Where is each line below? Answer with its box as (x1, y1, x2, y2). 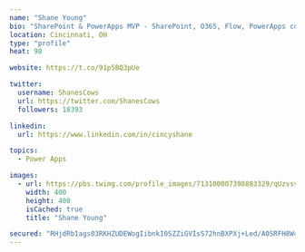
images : (9, 171, 39, 180)
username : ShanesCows (17, 88, 100, 97)
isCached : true (25, 205, 84, 214)
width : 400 (25, 188, 67, 197)
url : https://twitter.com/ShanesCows (17, 96, 161, 105)
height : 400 (25, 196, 71, 205)
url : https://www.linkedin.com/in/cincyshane (17, 130, 193, 139)
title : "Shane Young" (25, 213, 107, 222)
